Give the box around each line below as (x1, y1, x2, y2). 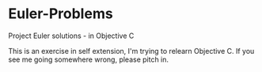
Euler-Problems (8, 5, 113, 23)
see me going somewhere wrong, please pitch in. (8, 55, 169, 64)
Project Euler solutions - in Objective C (8, 31, 135, 40)
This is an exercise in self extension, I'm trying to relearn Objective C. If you (8, 46, 255, 55)
